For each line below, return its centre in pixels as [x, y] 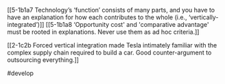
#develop [21, 73]
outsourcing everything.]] [43, 60]
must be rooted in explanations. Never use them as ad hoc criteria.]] [103, 32]
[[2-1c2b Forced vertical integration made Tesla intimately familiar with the [112, 45]
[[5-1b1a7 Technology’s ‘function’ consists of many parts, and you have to [111, 10]
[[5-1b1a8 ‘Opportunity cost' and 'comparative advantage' [127, 24]
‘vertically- [203, 17]
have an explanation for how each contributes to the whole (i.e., [97, 17]
